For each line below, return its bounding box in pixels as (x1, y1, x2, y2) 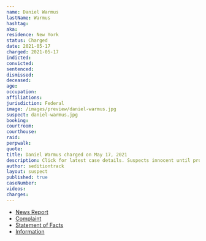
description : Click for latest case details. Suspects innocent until (6, 157, 191, 163)
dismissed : (6, 72, 34, 78)
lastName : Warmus (6, 15, 51, 21)
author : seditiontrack (6, 163, 64, 169)
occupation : (6, 89, 37, 95)
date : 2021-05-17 (6, 44, 51, 50)
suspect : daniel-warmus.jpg (6, 112, 78, 118)
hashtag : (6, 20, 29, 26)
